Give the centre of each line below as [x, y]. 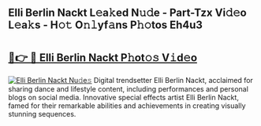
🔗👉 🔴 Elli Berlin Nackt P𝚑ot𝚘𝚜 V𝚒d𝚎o [103, 58]
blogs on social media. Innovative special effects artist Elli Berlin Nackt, [123, 97]
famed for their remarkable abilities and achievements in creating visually [127, 106]
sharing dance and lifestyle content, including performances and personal [128, 89]
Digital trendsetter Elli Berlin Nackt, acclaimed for [173, 80]
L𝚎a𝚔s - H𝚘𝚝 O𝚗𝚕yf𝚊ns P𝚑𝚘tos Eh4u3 [106, 25]
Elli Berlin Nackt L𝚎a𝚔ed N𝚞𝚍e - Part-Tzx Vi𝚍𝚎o [127, 13]
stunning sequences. [42, 114]
